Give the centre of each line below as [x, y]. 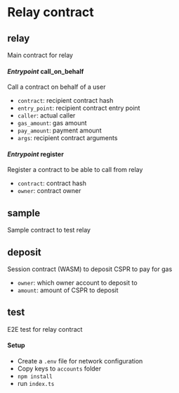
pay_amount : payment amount [59, 130]
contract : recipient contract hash [65, 101]
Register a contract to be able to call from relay [75, 170]
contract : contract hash [52, 183]
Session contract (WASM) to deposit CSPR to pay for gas [90, 269]
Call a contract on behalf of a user [57, 87]
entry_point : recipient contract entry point [79, 108]
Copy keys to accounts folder [59, 369]
